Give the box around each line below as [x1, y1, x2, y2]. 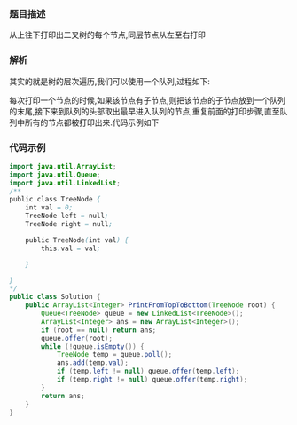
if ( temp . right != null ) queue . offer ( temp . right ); [56, 375, 248, 384]
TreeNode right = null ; [25, 220, 113, 229]
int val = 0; [25, 203, 74, 212]
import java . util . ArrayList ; [9, 161, 117, 170]
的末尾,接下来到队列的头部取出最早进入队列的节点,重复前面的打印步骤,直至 [9, 106, 281, 116]
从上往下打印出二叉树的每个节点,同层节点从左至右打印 [9, 29, 207, 41]
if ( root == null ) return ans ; [41, 326, 157, 334]
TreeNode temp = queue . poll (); [56, 350, 173, 359]
